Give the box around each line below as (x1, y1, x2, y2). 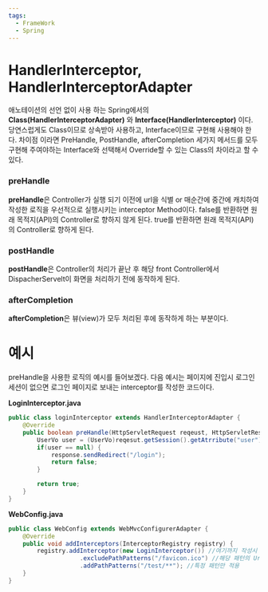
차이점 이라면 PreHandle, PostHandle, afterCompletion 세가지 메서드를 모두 (18, 135, 258, 144)
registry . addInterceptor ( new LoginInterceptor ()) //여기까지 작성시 (37, 547, 258, 555)
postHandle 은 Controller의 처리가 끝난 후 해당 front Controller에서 (8, 264, 219, 274)
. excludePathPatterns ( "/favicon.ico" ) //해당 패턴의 (79, 555, 250, 562)
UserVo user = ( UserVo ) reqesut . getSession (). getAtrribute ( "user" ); (37, 436, 266, 444)
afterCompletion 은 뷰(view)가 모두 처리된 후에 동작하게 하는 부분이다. (8, 314, 229, 323)
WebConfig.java (8, 509, 64, 519)
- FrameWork (15, 19, 56, 27)
